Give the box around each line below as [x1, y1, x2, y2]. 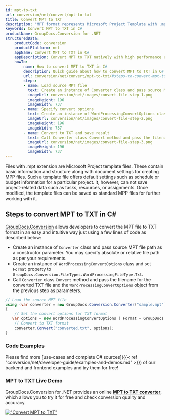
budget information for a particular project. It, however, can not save [5, 179, 148, 185]
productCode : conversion [14, 41, 67, 46]
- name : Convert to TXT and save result [23, 130, 110, 135]
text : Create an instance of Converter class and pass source [27, 87, 162, 93]
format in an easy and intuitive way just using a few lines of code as [5, 229, 147, 235]
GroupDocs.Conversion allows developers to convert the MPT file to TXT [5, 223, 157, 230]
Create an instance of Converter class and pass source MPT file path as [12, 244, 162, 250]
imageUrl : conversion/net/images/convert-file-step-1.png [27, 92, 153, 98]
